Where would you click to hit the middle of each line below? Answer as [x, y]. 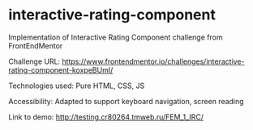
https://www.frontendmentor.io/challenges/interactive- [153, 61]
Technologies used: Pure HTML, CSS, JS [77, 86]
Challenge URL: [34, 61]
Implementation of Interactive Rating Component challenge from [116, 37]
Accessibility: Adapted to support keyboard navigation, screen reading [126, 101]
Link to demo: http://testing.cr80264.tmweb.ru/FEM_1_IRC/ [106, 117]
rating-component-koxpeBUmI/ [61, 69]
